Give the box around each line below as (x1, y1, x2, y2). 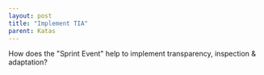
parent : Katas (8, 27, 57, 35)
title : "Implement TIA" (8, 19, 89, 27)
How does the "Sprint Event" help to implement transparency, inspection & (8, 49, 257, 59)
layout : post (8, 11, 52, 20)
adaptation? (8, 57, 48, 67)
